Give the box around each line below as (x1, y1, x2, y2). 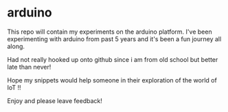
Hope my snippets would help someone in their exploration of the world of (7, 76, 218, 84)
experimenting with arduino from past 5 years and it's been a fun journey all (7, 34, 222, 43)
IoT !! (7, 83, 22, 91)
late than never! (7, 63, 52, 71)
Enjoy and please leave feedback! (7, 96, 103, 104)
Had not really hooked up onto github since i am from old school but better (7, 55, 218, 63)
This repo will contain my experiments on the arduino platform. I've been (7, 27, 212, 36)
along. (7, 42, 25, 50)
